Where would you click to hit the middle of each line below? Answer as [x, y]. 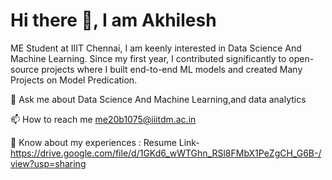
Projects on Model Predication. [74, 80]
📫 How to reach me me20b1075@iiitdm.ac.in [103, 119]
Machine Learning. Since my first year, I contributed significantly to [148, 58]
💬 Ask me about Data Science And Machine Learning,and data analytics [158, 99]
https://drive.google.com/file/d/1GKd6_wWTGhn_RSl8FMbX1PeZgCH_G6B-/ [166, 153]
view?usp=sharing [48, 163]
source [25, 69]
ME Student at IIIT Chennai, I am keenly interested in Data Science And [156, 48]
